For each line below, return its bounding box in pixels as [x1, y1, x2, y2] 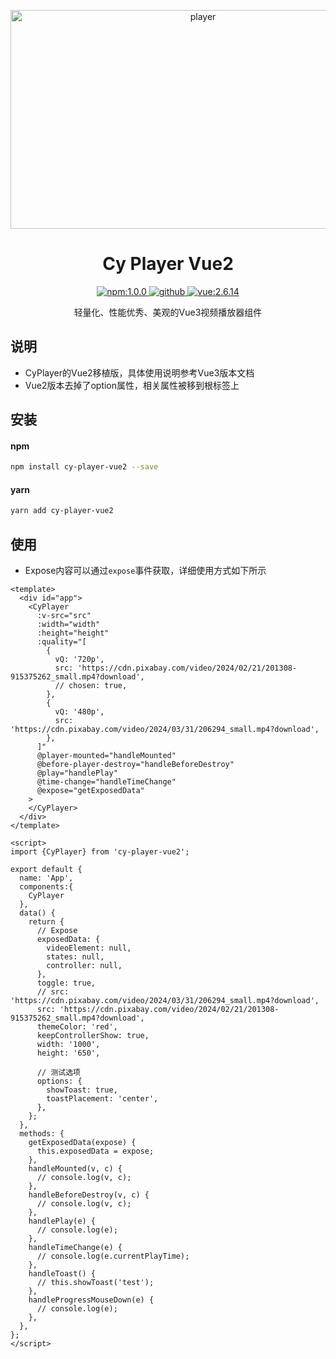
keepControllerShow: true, [36, 1031, 150, 1041]
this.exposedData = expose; [36, 1146, 155, 1157]
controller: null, [46, 961, 123, 971]
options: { [36, 1076, 83, 1087]
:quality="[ [36, 637, 87, 647]
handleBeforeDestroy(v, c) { [28, 1190, 150, 1200]
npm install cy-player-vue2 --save [10, 462, 159, 472]
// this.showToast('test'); [36, 1278, 155, 1288]
